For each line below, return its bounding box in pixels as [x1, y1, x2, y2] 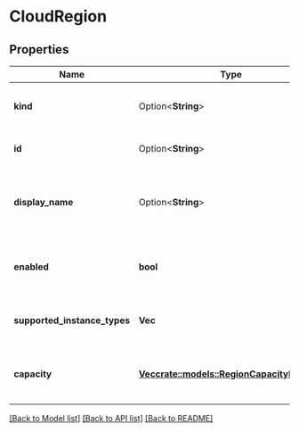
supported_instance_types [13, 314, 131, 327]
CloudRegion [9, 6, 108, 27]
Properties [9, 42, 69, 57]
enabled [13, 261, 49, 273]
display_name [13, 196, 74, 208]
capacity [13, 368, 52, 380]
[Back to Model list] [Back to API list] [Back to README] [9, 413, 214, 423]
